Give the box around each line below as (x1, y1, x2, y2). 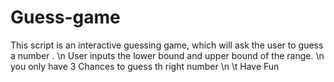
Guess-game (10, 6, 121, 29)
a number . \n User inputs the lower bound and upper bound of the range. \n (10, 49, 325, 61)
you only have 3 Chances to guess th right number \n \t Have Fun (10, 60, 280, 72)
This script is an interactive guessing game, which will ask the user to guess (10, 39, 324, 51)
